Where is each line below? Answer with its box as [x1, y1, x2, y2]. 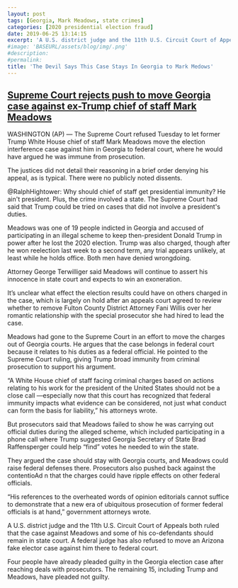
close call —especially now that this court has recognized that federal [7, 391, 211, 400]
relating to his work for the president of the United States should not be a [7, 384, 221, 393]
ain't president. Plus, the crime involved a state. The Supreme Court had [7, 195, 218, 204]
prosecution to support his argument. [7, 362, 116, 371]
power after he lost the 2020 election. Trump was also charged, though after [7, 238, 231, 248]
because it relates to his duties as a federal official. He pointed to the [7, 347, 208, 356]
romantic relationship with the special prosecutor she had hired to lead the [7, 311, 225, 320]
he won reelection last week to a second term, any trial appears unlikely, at [7, 246, 225, 255]
